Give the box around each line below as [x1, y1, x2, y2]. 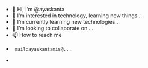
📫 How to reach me [11, 32, 62, 38]
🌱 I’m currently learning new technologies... [11, 18, 120, 25]
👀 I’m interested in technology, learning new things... [11, 12, 143, 19]
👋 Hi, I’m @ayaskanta [11, 6, 65, 13]
